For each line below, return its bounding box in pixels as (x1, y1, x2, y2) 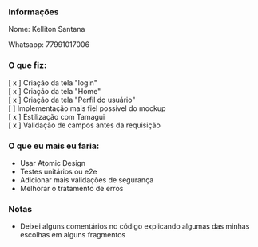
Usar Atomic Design (19, 158, 86, 167)
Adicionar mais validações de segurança (19, 174, 154, 185)
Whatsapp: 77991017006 (8, 40, 90, 49)
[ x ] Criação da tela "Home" (8, 86, 101, 96)
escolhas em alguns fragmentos (19, 230, 126, 240)
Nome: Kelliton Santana (8, 25, 85, 34)
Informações (8, 6, 59, 18)
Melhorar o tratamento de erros (19, 183, 124, 193)
